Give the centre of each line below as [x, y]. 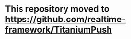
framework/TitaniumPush [59, 30]
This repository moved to [57, 9]
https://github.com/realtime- [65, 19]
